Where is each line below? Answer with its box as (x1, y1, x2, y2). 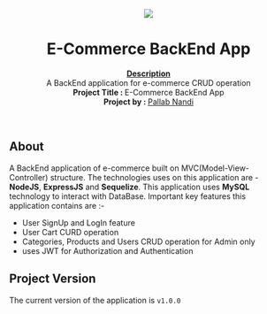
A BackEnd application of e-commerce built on (9, 163, 179, 173)
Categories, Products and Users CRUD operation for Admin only (21, 236, 256, 247)
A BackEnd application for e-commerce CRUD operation (46, 77, 251, 88)
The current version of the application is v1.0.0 (9, 295, 181, 305)
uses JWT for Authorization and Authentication (21, 245, 194, 256)
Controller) (9, 172, 49, 182)
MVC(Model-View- (180, 163, 250, 173)
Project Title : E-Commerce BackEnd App (72, 87, 225, 97)
